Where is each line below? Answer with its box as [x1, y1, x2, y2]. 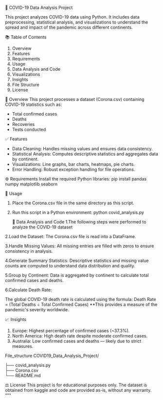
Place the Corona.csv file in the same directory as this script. [12, 200, 135, 206]
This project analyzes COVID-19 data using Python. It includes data [5, 14, 140, 20]
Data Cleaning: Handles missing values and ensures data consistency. [12, 146, 153, 151]
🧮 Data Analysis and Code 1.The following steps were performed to [12, 219, 146, 224]
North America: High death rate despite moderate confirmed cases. [12, 333, 148, 339]
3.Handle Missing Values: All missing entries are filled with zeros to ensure [5, 243, 154, 249]
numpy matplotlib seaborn [5, 181, 58, 187]
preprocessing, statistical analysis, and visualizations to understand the [5, 20, 148, 25]
